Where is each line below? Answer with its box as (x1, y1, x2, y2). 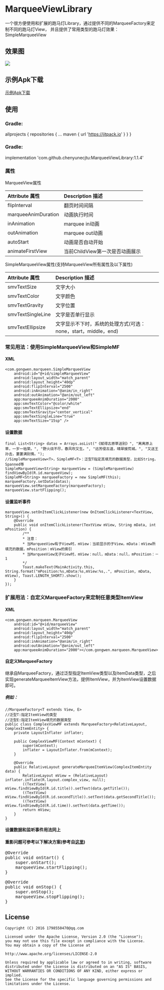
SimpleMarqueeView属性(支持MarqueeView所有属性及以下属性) (5, 261, 133, 267)
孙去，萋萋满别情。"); (5, 451, 45, 457)
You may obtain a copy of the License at (5, 943, 91, 948)
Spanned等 (5, 462, 24, 467)
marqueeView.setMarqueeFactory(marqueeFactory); (5, 483, 106, 489)
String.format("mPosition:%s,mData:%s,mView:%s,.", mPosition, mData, (5, 569, 152, 574)
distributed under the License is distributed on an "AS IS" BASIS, (5, 965, 147, 969)
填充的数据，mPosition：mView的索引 (5, 547, 72, 552)
